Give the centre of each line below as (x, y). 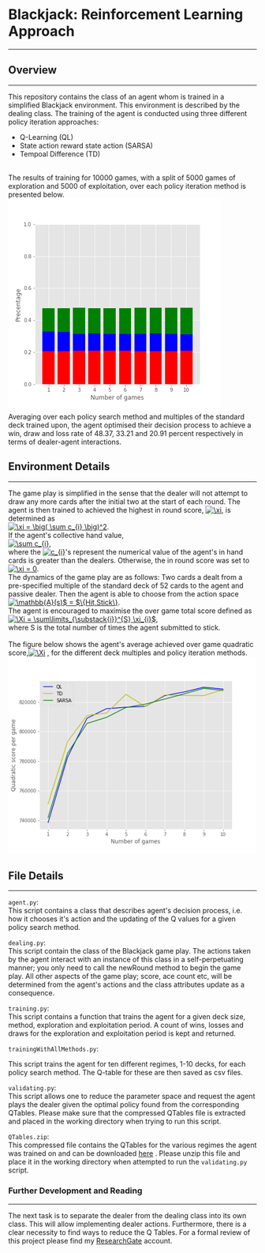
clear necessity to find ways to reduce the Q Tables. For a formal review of (129, 1232)
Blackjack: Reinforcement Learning (126, 15)
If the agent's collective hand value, (66, 535)
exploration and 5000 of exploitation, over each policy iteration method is (127, 186)
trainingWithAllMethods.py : (54, 1049)
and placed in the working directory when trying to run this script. (115, 1121)
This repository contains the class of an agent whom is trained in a (116, 96)
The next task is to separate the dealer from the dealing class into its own (127, 1215)
